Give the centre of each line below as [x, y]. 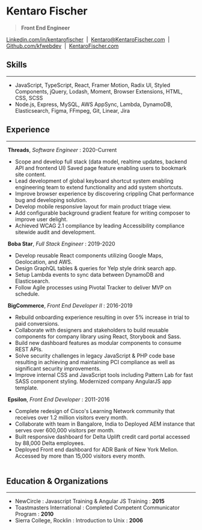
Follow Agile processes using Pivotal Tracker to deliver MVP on [93, 287]
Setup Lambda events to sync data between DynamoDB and [90, 274]
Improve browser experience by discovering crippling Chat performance [104, 194]
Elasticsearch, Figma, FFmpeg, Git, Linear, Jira [72, 110]
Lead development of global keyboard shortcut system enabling [94, 181]
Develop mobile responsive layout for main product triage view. [93, 206]
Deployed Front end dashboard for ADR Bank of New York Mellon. [96, 449]
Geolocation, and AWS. [44, 262]
